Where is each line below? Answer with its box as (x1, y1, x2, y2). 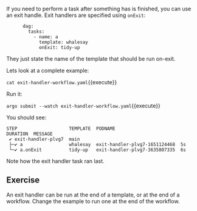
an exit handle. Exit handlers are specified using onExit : (6, 12, 146, 19)
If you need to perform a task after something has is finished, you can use (6, 5, 192, 12)
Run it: (6, 90, 22, 98)
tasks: (28, 28, 45, 35)
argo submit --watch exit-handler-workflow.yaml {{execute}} (6, 102, 161, 109)
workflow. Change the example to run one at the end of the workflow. (6, 197, 180, 205)
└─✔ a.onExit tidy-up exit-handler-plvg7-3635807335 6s (9, 147, 187, 153)
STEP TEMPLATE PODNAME (6, 126, 116, 132)
